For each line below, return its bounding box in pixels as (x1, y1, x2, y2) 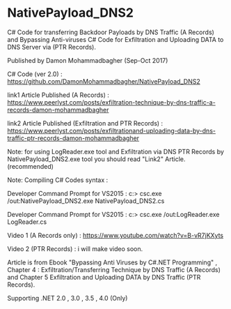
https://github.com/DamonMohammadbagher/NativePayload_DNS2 (7, 77, 200, 85)
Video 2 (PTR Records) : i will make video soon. (7, 244, 143, 253)
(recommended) (7, 162, 54, 170)
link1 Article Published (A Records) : (7, 91, 110, 99)
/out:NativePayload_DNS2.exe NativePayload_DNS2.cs (7, 197, 165, 205)
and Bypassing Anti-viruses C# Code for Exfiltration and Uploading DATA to (7, 35, 224, 43)
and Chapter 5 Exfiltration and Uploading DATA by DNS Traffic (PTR (7, 273, 201, 281)
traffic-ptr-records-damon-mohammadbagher (7, 134, 140, 142)
